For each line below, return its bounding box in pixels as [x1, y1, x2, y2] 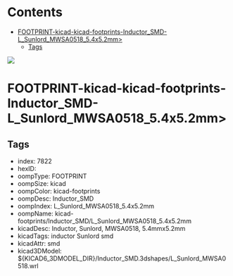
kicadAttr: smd [17, 239, 61, 247]
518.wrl [17, 261, 39, 270]
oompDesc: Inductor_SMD [17, 194, 94, 203]
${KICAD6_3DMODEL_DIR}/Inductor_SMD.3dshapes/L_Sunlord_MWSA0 [17, 254, 227, 263]
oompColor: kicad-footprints [17, 187, 101, 195]
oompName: [17, 209, 54, 218]
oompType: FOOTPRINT [17, 172, 87, 180]
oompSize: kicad [17, 179, 67, 187]
